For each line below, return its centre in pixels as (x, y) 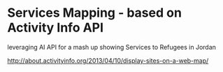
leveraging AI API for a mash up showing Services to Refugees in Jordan (112, 47)
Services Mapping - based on (94, 13)
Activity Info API (55, 28)
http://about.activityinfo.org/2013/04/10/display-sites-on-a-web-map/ (108, 60)
